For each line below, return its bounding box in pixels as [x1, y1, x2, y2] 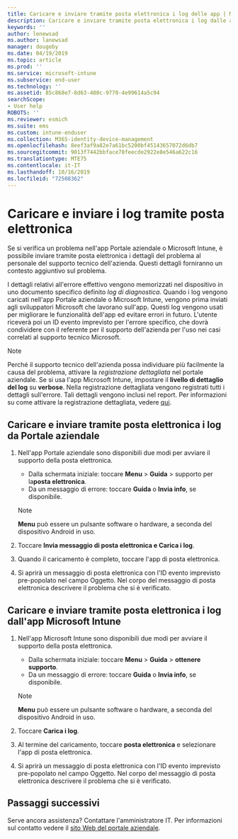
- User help [7, 103, 42, 110]
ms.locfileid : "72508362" [7, 175, 84, 182]
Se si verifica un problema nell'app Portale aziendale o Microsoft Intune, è [7, 244, 223, 252]
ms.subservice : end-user [7, 76, 81, 84]
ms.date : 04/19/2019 [7, 50, 69, 57]
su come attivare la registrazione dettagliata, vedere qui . [7, 398, 172, 407]
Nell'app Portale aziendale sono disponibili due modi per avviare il [17, 449, 210, 457]
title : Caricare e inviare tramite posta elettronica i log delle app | [7, 10, 227, 18]
